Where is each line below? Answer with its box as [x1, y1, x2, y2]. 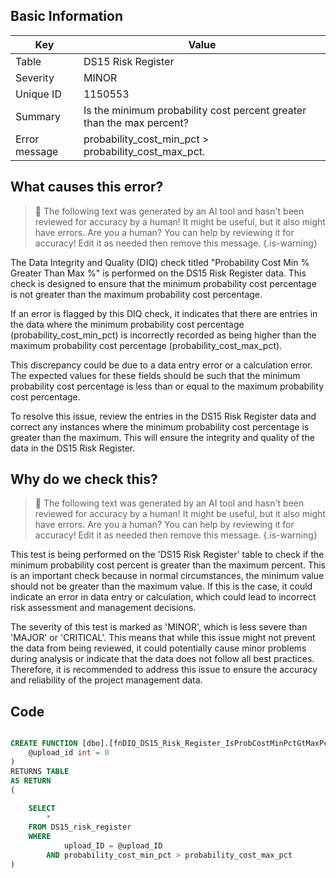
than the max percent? [83, 115, 189, 129]
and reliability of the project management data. [10, 674, 203, 686]
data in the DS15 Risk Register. [10, 442, 136, 454]
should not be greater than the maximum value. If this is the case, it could [10, 580, 313, 593]
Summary [15, 109, 62, 123]
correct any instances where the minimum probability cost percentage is [10, 420, 310, 433]
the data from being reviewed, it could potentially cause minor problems [10, 642, 307, 654]
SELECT [28, 804, 56, 814]
